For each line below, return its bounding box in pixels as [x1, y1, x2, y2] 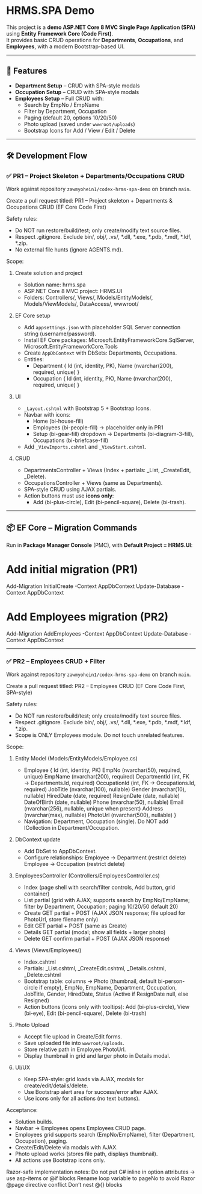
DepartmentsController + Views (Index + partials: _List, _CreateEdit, [23, 467, 191, 474]
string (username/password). [23, 330, 96, 338]
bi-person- [158, 978, 185, 985]
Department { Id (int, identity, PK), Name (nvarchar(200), [32, 362, 173, 370]
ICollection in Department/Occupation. [23, 824, 120, 832]
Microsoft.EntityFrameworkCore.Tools [23, 343, 118, 350]
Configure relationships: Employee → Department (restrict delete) [23, 854, 186, 861]
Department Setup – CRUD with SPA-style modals [14, 82, 140, 89]
